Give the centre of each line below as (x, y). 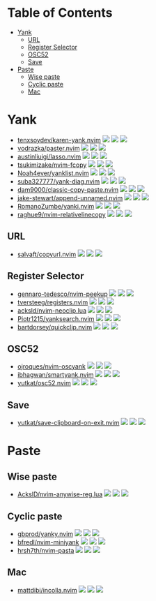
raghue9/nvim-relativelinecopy (61, 214)
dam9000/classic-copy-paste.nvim (68, 189)
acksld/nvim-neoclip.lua (52, 310)
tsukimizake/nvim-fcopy (52, 165)
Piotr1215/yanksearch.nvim (56, 318)
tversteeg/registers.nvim (53, 302)
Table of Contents (60, 13)
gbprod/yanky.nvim (45, 534)
